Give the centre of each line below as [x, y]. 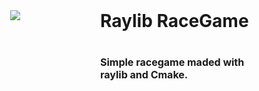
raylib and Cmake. [144, 75]
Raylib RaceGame [174, 21]
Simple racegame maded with [172, 62]
